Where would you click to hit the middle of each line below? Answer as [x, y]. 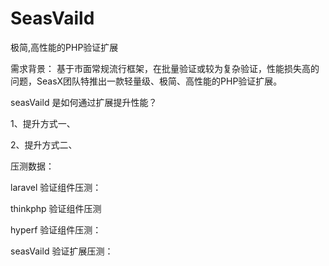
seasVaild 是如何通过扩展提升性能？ [84, 102]
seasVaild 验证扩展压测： [62, 251]
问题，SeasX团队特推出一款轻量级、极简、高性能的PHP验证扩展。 [146, 81]
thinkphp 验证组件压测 [56, 208]
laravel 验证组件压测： [56, 187]
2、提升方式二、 [44, 144]
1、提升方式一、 [43, 123]
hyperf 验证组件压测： [56, 229]
